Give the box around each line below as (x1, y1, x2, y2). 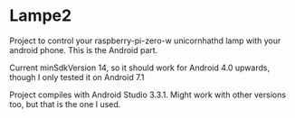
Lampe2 (9, 5, 72, 26)
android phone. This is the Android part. (9, 44, 158, 55)
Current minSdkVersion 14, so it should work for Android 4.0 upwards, (9, 62, 270, 73)
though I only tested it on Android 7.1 (9, 71, 145, 82)
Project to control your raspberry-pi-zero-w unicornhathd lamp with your (9, 35, 281, 46)
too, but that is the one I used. (9, 98, 121, 109)
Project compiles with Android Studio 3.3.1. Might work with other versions (9, 89, 287, 100)
